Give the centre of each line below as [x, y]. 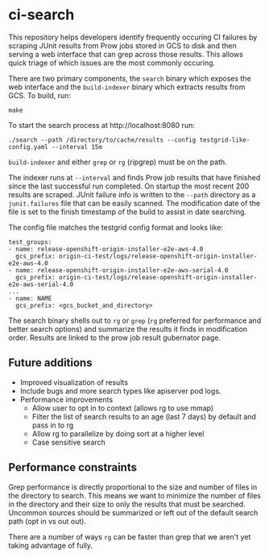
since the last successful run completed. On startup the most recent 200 [129, 186]
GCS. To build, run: [39, 95]
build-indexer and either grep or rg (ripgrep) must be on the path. [118, 162]
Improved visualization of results [74, 382]
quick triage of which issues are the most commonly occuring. [112, 63]
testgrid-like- [225, 140]
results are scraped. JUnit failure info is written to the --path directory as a [132, 194]
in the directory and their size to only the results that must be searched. [127, 504]
